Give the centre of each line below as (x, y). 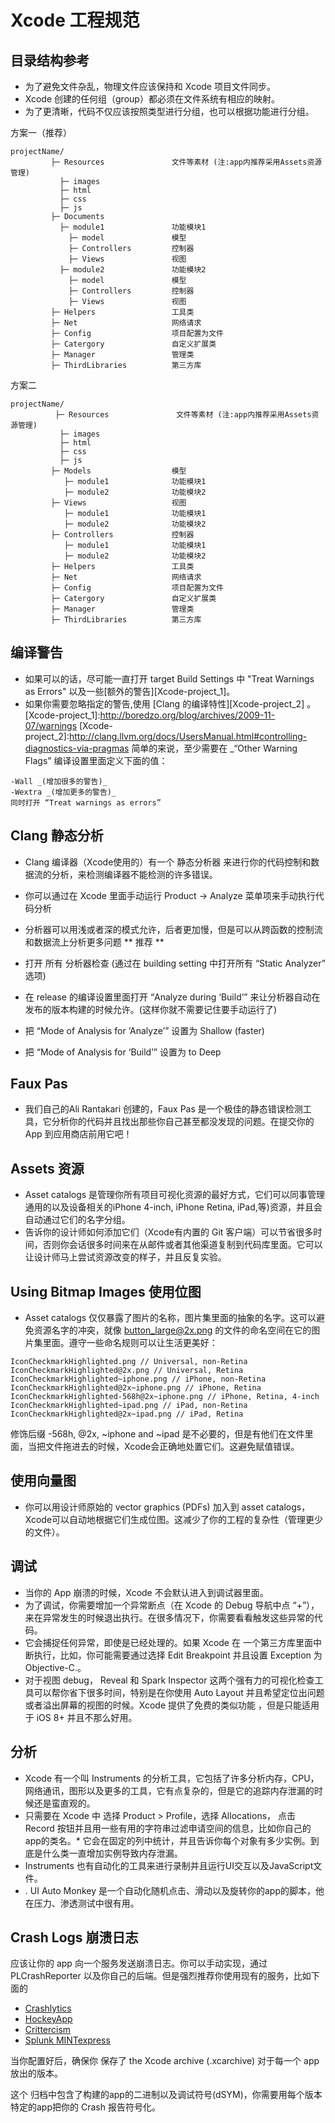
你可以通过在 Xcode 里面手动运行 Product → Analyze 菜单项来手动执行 (170, 895)
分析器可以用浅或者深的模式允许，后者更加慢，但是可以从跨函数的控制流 (173, 929)
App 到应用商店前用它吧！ (78, 1134)
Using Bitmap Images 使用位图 (106, 1291)
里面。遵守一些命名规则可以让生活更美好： (130, 1343)
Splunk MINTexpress (67, 2040)
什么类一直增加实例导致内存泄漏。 (112, 1853)
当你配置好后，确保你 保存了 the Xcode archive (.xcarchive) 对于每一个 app (165, 2061)
